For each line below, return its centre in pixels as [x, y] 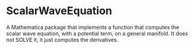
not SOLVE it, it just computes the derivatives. [62, 40]
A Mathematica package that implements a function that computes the [93, 27]
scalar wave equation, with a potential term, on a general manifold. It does [97, 33]
